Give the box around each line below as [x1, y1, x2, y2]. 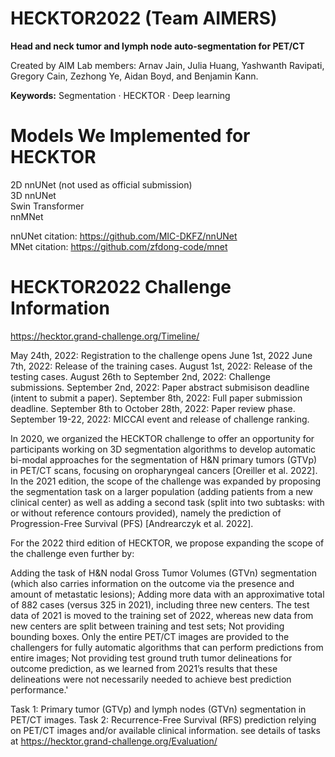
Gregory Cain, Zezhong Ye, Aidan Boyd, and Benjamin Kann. [10, 70, 259, 82]
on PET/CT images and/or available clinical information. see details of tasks [10, 724, 321, 736]
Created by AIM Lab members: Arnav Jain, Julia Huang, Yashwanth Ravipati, [10, 59, 325, 71]
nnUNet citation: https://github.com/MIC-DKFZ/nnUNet [10, 230, 238, 242]
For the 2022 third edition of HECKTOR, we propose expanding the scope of [10, 537, 325, 549]
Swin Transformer [10, 200, 85, 212]
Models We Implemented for [10, 125, 251, 147]
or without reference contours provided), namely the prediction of [10, 507, 282, 519]
